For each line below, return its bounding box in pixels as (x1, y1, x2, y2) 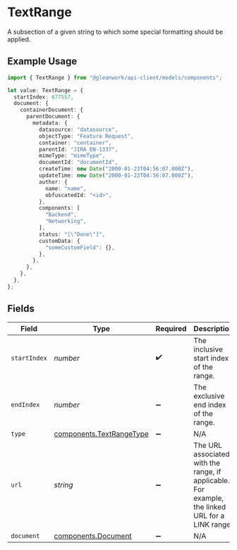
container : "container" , (38, 139, 112, 146)
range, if (193, 466, 221, 476)
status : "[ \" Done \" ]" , (38, 230, 106, 238)
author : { (38, 178, 68, 185)
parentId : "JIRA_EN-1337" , (38, 146, 119, 153)
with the (193, 458, 221, 468)
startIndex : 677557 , (13, 93, 74, 101)
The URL (193, 440, 222, 450)
